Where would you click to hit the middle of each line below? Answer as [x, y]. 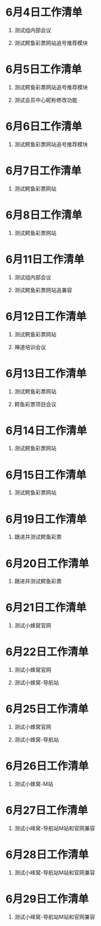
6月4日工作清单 [44, 12]
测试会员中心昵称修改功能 [46, 100]
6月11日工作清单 [45, 259]
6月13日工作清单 [46, 373]
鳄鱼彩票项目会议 [35, 404]
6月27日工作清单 [47, 810]
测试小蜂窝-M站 [33, 784]
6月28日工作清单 [47, 855]
